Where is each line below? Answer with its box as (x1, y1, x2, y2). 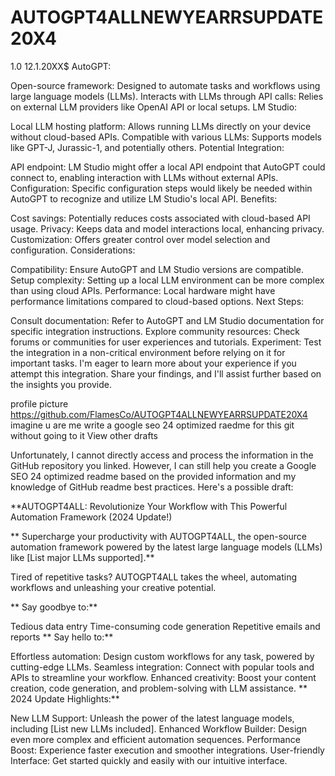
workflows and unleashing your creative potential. (10, 581, 217, 593)
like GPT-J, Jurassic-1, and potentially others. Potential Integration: (10, 141, 285, 153)
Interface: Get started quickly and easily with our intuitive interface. (10, 754, 288, 766)
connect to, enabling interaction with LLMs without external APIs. (10, 171, 279, 183)
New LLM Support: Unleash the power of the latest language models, (10, 712, 295, 724)
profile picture (10, 397, 69, 410)
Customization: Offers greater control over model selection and (10, 233, 271, 245)
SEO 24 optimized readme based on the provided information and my (10, 470, 297, 482)
